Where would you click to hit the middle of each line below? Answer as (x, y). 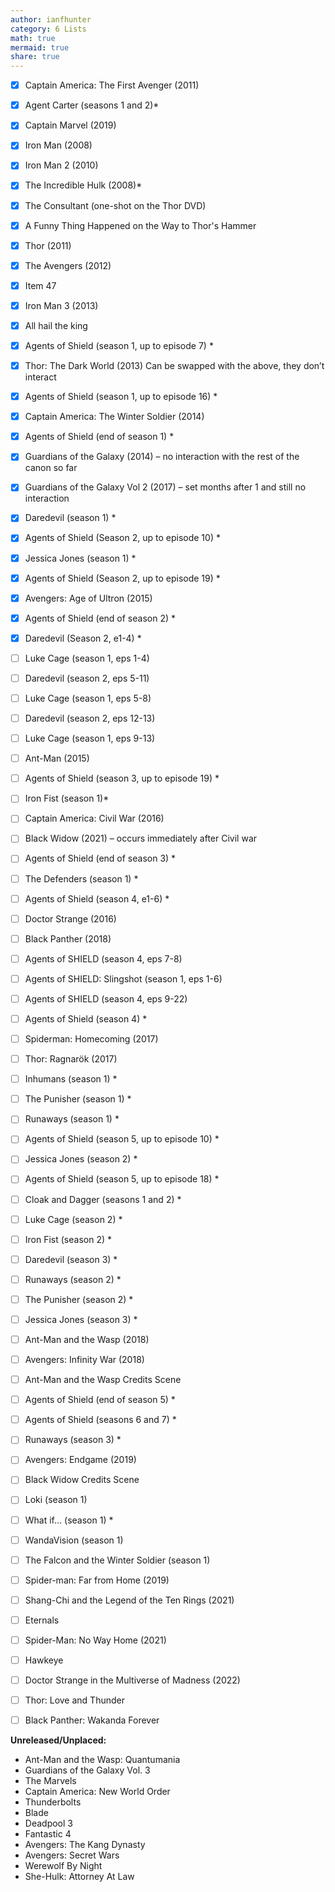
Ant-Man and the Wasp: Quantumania (102, 1760)
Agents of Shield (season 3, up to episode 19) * (122, 778)
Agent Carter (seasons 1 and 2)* (92, 105)
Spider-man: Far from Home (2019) (97, 1580)
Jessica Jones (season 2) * (81, 1159)
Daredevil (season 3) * (71, 1259)
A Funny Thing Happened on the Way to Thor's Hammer (140, 225)
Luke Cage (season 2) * (73, 1219)
